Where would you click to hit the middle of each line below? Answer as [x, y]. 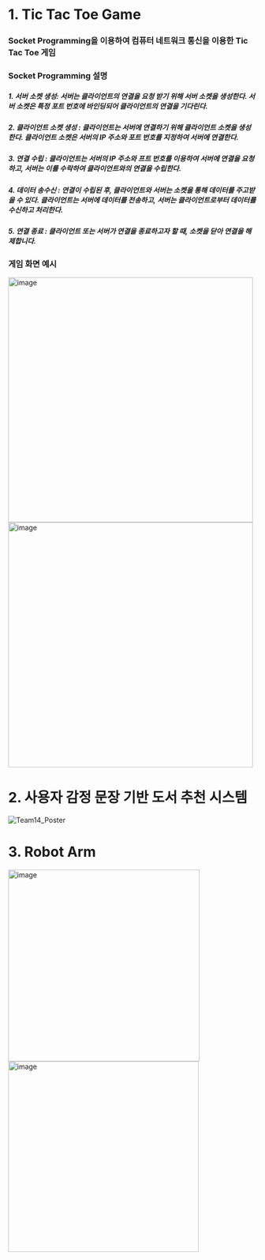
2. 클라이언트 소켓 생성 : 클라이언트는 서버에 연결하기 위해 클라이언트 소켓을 [123, 127]
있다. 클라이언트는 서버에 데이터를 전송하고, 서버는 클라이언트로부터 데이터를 [140, 200]
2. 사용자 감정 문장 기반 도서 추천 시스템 [128, 798]
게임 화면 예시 [33, 264]
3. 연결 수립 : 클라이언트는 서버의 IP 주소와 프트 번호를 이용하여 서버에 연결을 [124, 159]
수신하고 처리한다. [36, 209]
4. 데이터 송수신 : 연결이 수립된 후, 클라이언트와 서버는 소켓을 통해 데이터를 [121, 190]
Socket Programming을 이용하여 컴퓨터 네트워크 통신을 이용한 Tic [128, 41]
